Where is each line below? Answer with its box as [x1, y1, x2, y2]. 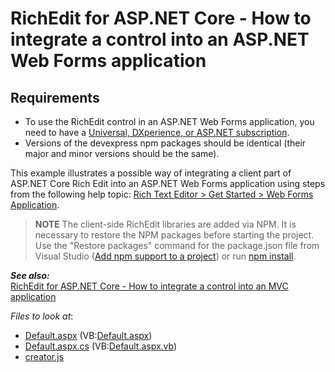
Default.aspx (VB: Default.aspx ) [24, 330, 153, 341]
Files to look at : [10, 310, 74, 322]
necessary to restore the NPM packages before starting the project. [34, 229, 315, 241]
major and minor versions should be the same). [24, 148, 220, 159]
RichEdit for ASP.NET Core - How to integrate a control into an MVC [10, 280, 289, 292]
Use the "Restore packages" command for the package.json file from [34, 240, 320, 251]
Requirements [10, 89, 100, 106]
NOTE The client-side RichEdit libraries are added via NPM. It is [34, 218, 297, 230]
